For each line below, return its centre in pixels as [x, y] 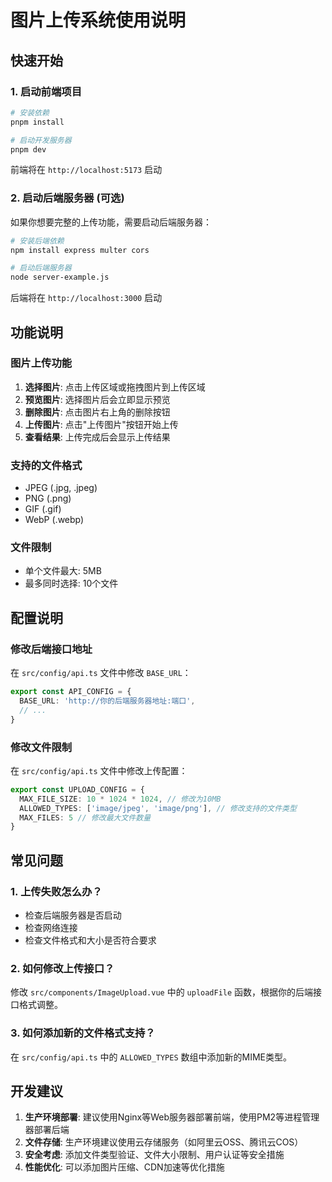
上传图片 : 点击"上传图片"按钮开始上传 [101, 424]
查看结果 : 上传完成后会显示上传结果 [97, 437]
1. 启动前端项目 [46, 91]
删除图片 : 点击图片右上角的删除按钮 [97, 412]
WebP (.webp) [54, 520]
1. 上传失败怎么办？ [56, 891]
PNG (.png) [48, 498]
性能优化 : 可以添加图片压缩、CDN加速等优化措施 [124, 1167]
